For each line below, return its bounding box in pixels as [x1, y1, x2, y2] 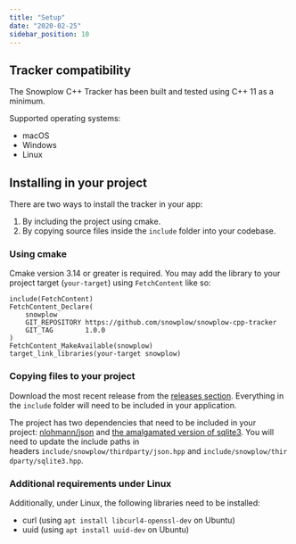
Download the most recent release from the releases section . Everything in [9, 390, 284, 401]
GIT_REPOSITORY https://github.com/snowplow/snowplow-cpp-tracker [25, 318, 277, 327]
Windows [21, 140, 57, 151]
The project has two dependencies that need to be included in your [9, 416, 257, 428]
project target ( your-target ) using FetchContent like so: [9, 277, 211, 288]
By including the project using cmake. [21, 216, 161, 227]
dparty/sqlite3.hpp [9, 457, 82, 466]
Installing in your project [9, 175, 147, 190]
